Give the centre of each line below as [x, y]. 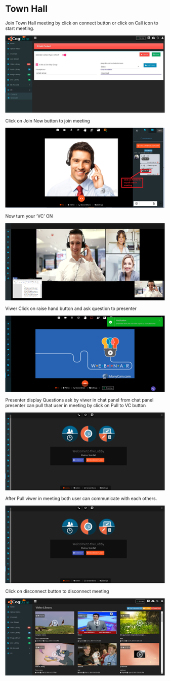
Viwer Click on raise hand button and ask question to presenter [71, 308]
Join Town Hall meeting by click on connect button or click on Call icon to [82, 23]
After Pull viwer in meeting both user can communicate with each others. [81, 498]
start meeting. [20, 28]
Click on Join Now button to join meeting [48, 121]
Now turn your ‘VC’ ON [29, 216]
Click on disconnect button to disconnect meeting [57, 591]
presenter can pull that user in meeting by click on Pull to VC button [76, 406]
